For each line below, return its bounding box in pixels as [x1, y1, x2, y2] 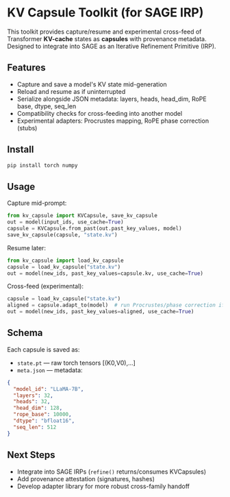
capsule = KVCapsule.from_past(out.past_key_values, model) [7, 225, 183, 232]
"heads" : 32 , [13, 398, 51, 405]
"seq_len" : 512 [13, 424, 57, 431]
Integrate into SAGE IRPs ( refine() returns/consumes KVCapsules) [16, 468, 207, 476]
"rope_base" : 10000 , [13, 411, 72, 418]
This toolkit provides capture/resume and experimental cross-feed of [7, 27, 202, 36]
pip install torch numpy [7, 162, 78, 169]
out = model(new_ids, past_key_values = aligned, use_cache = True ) [7, 308, 194, 315]
